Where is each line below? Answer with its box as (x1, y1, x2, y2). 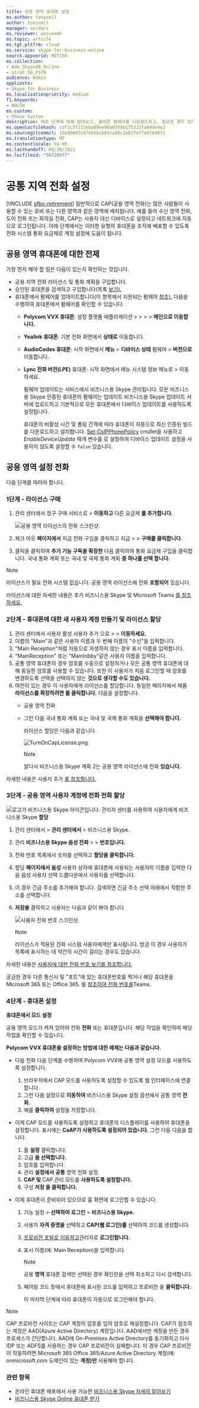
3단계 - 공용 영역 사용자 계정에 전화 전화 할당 (6, 791, 126, 799)
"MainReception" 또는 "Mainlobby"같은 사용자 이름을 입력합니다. (14, 652, 168, 659)
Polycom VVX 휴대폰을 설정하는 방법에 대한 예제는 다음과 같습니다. (6, 1044, 162, 1052)
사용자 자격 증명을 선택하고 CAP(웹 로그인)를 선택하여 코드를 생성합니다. (23, 1221, 190, 1228)
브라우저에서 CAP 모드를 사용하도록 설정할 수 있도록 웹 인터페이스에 (23, 1077, 180, 1084)
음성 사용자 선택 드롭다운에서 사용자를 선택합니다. (21, 871, 135, 878)
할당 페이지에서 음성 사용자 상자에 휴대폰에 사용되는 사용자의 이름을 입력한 (14, 864, 186, 871)
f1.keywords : (6, 97, 38, 103)
